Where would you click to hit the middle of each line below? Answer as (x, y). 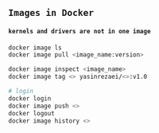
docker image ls (35, 48)
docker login (30, 98)
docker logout (32, 113)
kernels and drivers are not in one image (79, 31)
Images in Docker (51, 13)
